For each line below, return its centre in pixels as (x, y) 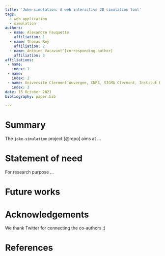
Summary (25, 125)
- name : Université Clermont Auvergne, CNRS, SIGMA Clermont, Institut (82, 83)
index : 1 (20, 69)
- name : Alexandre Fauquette (39, 32)
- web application (28, 19)
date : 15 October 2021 (28, 92)
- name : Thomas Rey (29, 42)
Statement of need (44, 158)
